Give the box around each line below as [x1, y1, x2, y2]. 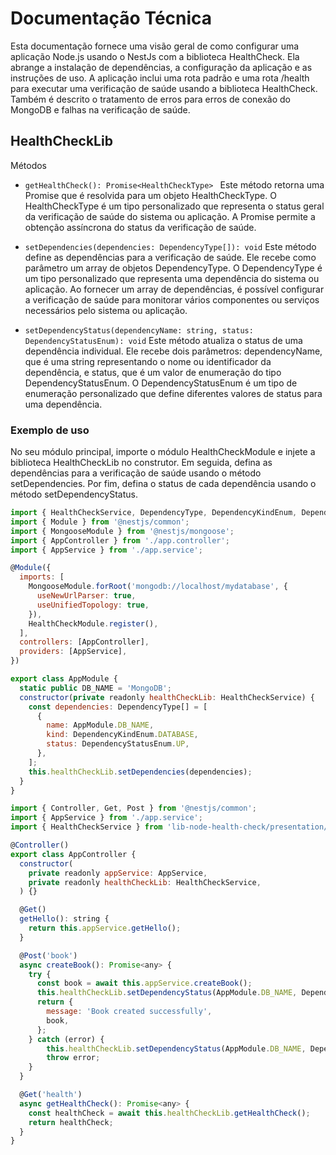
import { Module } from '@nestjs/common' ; [10, 517, 190, 527]
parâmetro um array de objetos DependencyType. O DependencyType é [24, 262, 323, 274]
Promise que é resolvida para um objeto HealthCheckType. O [24, 189, 277, 201]
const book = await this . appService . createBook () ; [36, 978, 253, 989]
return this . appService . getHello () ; [28, 923, 182, 934]
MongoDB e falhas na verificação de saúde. [10, 103, 191, 116]
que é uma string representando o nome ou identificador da [24, 355, 272, 367]
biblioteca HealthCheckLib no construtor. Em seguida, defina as [10, 457, 273, 469]
